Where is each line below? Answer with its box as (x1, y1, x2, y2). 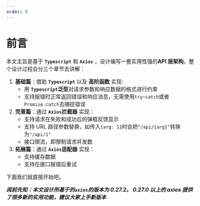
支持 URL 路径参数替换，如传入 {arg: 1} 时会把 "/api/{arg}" (23, 123, 170, 130)
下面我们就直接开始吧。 (6, 173, 64, 180)
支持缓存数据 (23, 153, 56, 160)
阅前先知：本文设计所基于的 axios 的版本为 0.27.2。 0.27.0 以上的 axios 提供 (6, 186, 193, 193)
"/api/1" (29, 132, 51, 138)
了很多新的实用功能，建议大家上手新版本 (6, 193, 106, 201)
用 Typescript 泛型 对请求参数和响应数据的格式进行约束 (23, 85, 158, 92)
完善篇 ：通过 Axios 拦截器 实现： (14, 108, 95, 115)
